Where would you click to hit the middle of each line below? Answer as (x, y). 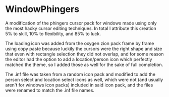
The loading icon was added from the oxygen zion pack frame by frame (80, 43)
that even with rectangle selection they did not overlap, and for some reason (84, 54)
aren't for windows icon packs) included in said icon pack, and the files (79, 85)
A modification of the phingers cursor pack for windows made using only (81, 23)
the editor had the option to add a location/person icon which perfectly (79, 59)
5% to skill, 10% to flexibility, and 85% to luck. (53, 33)
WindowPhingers (42, 9)
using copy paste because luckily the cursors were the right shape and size (84, 48)
